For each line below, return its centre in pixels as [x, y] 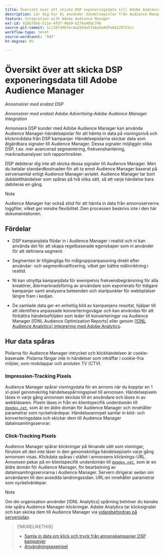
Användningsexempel [46, 546]
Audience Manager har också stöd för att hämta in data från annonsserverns [82, 203]
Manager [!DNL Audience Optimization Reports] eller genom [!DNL [79, 321]
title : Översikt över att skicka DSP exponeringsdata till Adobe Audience [83, 10]
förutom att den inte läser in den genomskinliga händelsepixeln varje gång [80, 451]
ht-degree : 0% [20, 41]
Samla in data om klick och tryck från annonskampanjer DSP [85, 536]
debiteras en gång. [24, 184]
